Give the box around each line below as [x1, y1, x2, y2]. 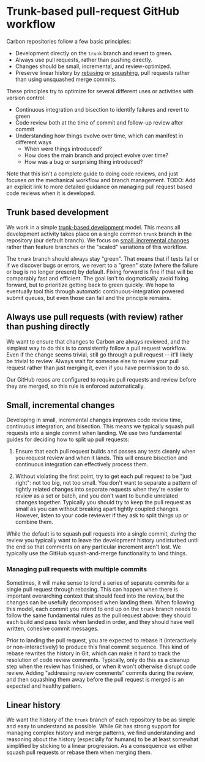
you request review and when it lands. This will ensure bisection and [15, 454, 188, 461]
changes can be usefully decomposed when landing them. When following [6, 598, 195, 606]
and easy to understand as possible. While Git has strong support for [6, 723, 181, 730]
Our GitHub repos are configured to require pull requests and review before [6, 375, 196, 383]
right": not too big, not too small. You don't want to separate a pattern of [15, 479, 198, 487]
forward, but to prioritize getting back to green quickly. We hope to [6, 281, 174, 288]
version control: [6, 94, 46, 101]
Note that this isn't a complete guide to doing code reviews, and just [6, 170, 179, 177]
